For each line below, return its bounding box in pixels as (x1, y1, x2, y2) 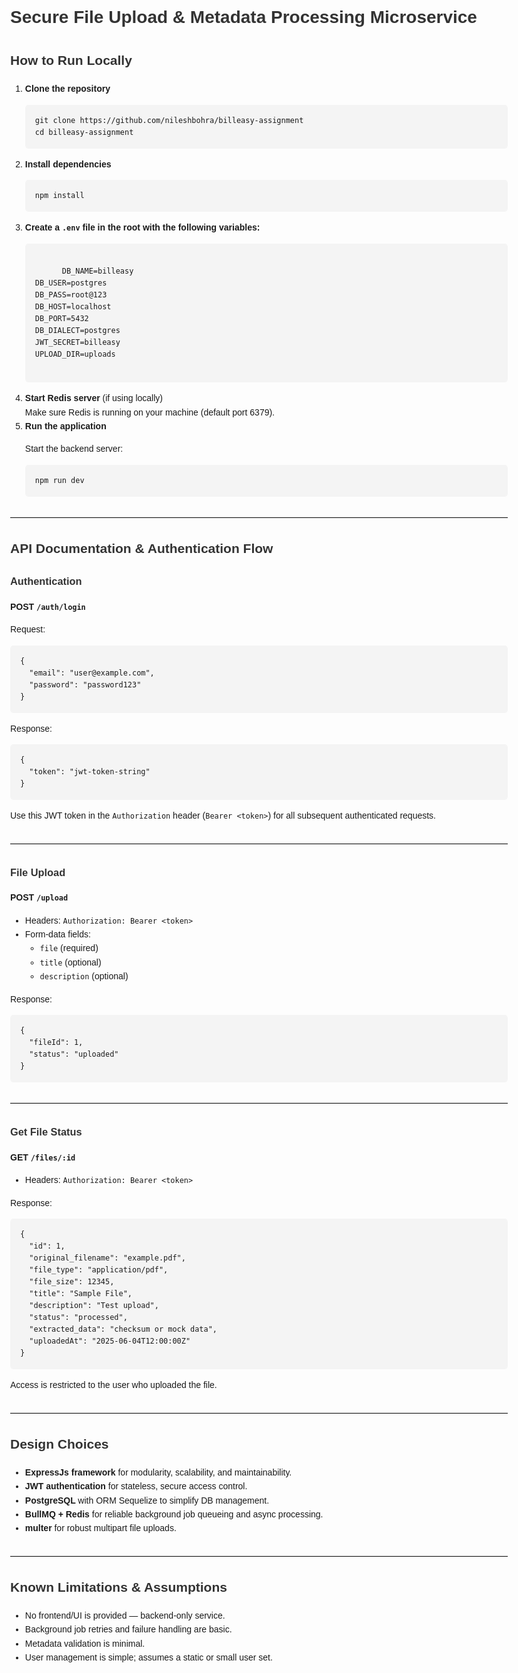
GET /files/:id (10, 1151, 76, 1163)
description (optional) (39, 971, 129, 982)
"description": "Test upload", (29, 1301, 159, 1311)
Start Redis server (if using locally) (24, 393, 164, 404)
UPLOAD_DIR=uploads (34, 349, 116, 360)
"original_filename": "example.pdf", (29, 1253, 186, 1263)
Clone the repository (24, 83, 111, 95)
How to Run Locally (10, 53, 133, 68)
